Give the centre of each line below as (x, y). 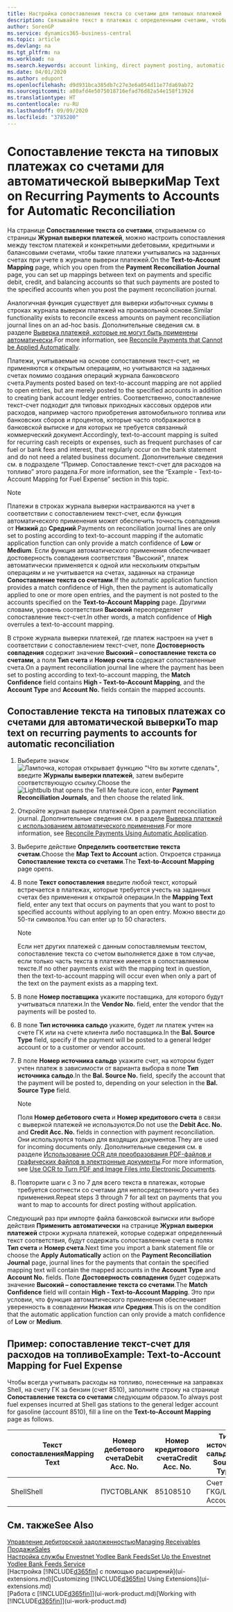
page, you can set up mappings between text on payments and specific (110, 274)
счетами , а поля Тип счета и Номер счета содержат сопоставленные (112, 660)
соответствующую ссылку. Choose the (74, 783)
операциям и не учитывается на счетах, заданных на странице (101, 572)
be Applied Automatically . (44, 347)
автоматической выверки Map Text (114, 181)
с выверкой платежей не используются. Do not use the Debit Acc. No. (120, 1125)
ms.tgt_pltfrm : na (34, 53)
